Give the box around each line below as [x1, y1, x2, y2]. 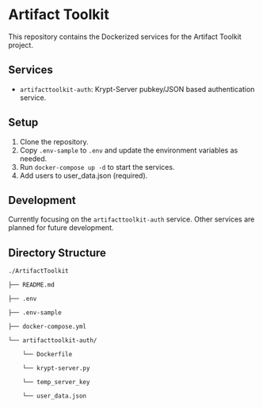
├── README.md [8, 281, 55, 289]
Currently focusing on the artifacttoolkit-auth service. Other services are [8, 214, 255, 224]
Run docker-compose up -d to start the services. [19, 162, 175, 171]
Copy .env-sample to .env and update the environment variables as [19, 145, 238, 155]
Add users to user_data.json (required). [19, 171, 148, 180]
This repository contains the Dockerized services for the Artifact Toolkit [8, 32, 242, 41]
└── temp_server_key [22, 379, 90, 387]
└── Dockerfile [22, 351, 73, 359]
